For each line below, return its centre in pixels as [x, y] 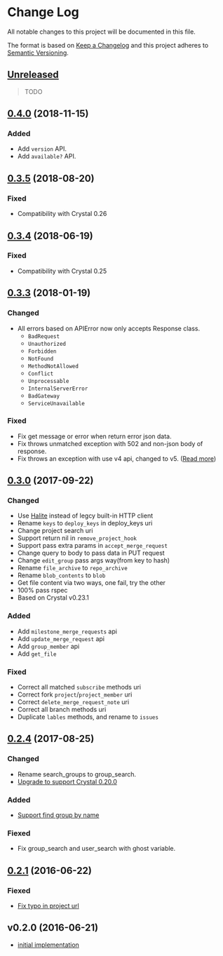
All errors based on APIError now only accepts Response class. [109, 328]
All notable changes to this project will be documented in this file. [102, 32]
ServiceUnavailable [56, 403]
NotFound [41, 358]
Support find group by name [58, 815]
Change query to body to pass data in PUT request [91, 553]
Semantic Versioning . [38, 53]
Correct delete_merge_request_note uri [73, 702]
